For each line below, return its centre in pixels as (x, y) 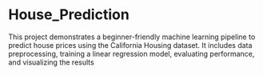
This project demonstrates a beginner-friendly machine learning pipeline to (132, 37)
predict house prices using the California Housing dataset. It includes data (130, 45)
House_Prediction (69, 15)
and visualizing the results (51, 62)
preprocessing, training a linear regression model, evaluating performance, (131, 53)
